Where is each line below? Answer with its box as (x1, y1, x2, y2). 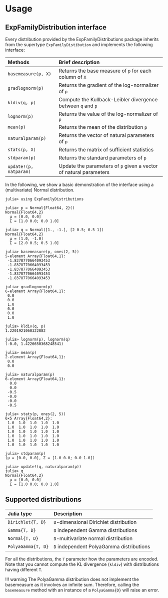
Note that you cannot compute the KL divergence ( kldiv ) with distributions (5, 561, 159, 567)
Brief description (58, 59, 100, 66)
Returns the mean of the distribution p (58, 124, 147, 130)
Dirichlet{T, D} (7, 519, 46, 525)
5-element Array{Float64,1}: (5, 254, 66, 259)
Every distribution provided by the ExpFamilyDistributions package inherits (5, 36, 159, 42)
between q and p (58, 102, 97, 109)
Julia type (7, 510, 32, 517)
